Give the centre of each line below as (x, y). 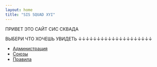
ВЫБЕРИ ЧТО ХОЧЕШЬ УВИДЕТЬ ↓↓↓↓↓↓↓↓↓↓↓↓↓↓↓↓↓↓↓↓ (79, 39)
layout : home (19, 10)
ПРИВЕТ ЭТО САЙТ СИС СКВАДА (42, 29)
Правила (22, 59)
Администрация (30, 48)
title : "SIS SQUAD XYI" (30, 15)
